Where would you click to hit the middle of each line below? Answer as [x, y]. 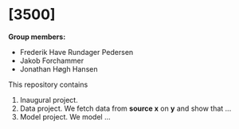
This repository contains [48, 84]
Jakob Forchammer [52, 61]
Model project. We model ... [65, 116]
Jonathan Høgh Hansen [59, 68]
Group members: [37, 37]
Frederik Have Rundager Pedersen [76, 52]
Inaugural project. [49, 100]
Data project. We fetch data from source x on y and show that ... [125, 108]
